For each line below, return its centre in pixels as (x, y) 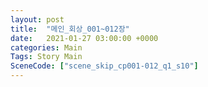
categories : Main (46, 47)
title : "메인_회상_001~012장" (70, 29)
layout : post (37, 19)
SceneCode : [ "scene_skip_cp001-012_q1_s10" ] (104, 66)
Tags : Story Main (46, 57)
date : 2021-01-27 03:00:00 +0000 (84, 38)
